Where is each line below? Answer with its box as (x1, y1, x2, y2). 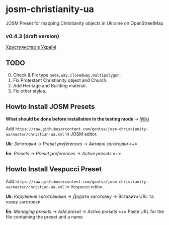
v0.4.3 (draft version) (6, 33, 59, 40)
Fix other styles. (13, 88, 47, 94)
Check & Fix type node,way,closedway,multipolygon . (13, 72, 121, 78)
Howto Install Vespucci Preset (6, 165, 102, 174)
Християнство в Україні (6, 44, 57, 50)
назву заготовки (6, 198, 41, 204)
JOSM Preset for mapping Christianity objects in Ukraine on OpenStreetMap (6, 20, 163, 26)
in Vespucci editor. (65, 183, 104, 189)
